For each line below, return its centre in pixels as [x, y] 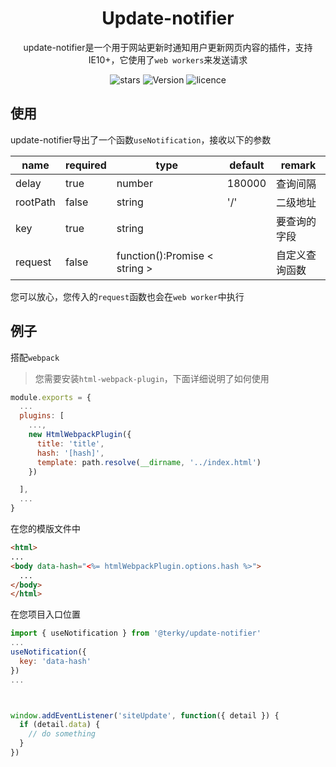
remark [298, 165]
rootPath [36, 202]
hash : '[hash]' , [70, 453]
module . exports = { [51, 397]
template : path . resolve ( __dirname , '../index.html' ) [149, 462]
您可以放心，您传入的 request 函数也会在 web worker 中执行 [127, 296]
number [134, 183]
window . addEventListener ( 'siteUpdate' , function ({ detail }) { [145, 715]
